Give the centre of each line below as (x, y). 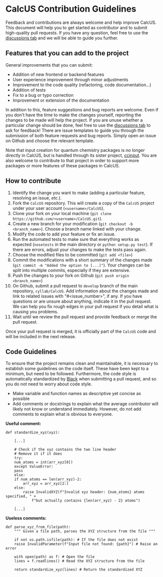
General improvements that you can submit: (49, 65)
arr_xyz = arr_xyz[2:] (46, 484)
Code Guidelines (31, 352)
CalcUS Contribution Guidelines (71, 9)
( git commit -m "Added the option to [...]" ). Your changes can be (81, 265)
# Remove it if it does (38, 454)
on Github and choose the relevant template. (50, 141)
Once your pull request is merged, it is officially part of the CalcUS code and (81, 331)
